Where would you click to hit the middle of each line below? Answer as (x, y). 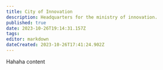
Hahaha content (26, 61)
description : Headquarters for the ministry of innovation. (82, 17)
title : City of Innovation (39, 12)
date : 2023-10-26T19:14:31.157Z (46, 28)
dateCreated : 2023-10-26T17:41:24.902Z (55, 45)
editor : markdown (28, 39)
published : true (26, 23)
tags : (13, 34)
